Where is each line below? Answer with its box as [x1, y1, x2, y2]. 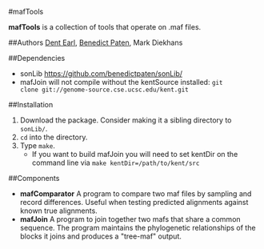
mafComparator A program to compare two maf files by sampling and [19, 189, 252, 199]
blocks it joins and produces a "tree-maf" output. [19, 231, 182, 241]
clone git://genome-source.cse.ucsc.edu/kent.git [19, 86, 190, 94]
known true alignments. [19, 206, 98, 215]
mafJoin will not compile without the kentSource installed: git [19, 78, 223, 86]
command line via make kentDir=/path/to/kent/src [31, 158, 200, 167]
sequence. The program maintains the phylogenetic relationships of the [19, 223, 256, 232]
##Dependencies [8, 54, 66, 62]
